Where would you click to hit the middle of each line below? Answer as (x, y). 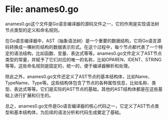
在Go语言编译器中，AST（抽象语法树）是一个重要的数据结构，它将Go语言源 (83, 41)
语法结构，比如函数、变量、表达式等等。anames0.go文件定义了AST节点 (88, 53)
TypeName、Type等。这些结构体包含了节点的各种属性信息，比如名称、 (78, 83)
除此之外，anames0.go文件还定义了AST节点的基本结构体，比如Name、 (79, 76)
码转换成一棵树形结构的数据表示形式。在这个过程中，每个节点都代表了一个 (82, 47)
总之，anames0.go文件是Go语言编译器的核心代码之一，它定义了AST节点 (80, 106)
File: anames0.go (42, 9)
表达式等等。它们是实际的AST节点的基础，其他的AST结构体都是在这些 (86, 89)
